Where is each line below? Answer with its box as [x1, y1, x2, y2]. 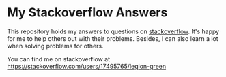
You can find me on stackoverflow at [7, 55, 111, 63]
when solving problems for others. [7, 42, 104, 50]
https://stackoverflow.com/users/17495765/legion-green [7, 62, 166, 70]
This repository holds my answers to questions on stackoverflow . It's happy [7, 27, 220, 35]
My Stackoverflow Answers [7, 5, 168, 20]
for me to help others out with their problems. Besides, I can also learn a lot [7, 34, 218, 42]
